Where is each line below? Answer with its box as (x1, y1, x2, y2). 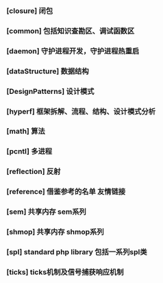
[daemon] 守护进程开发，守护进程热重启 (6, 46, 140, 56)
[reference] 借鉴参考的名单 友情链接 (6, 187, 126, 197)
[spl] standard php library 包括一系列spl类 (6, 247, 148, 256)
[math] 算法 (6, 127, 45, 136)
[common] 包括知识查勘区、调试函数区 (6, 26, 135, 36)
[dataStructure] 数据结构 (6, 66, 90, 76)
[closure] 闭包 (6, 5, 53, 15)
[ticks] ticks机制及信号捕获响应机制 (6, 267, 124, 277)
